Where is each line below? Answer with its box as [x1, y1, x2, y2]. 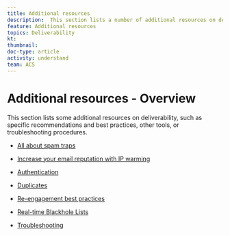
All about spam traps [16, 141, 76, 150]
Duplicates [16, 181, 48, 189]
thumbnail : [7, 42, 38, 49]
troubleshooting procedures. [7, 128, 88, 136]
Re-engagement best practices [16, 194, 105, 202]
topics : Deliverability [7, 29, 75, 36]
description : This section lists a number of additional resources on [7, 16, 216, 23]
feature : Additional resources [7, 23, 97, 29]
